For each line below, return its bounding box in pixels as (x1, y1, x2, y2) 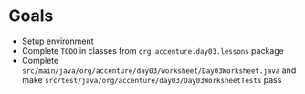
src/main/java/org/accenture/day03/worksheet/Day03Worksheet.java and (21, 65, 297, 76)
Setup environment (21, 36, 94, 47)
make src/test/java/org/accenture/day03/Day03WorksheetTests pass (21, 74, 282, 85)
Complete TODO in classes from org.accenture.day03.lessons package (21, 45, 284, 56)
